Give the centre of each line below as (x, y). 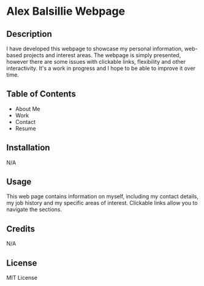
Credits (21, 229)
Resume (25, 128)
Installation (28, 148)
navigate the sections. (34, 209)
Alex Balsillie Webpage (66, 11)
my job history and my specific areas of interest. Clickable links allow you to (102, 203)
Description (29, 34)
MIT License (22, 278)
